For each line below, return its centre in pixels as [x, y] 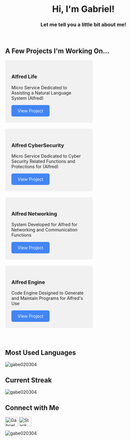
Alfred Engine [29, 282]
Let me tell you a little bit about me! [83, 25]
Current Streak [29, 380]
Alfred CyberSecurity [38, 145]
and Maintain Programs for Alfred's [47, 298]
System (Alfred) [28, 98]
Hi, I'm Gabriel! [83, 9]
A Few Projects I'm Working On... [57, 51]
